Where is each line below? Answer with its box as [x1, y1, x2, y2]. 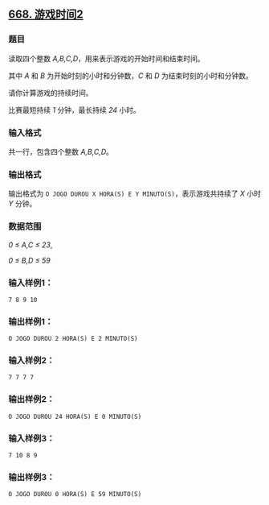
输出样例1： [8, 316, 54, 327]
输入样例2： [8, 355, 55, 366]
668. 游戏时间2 [8, 7, 84, 22]
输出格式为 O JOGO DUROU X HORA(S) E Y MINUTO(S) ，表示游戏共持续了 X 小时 [8, 188, 262, 199]
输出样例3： [8, 471, 55, 482]
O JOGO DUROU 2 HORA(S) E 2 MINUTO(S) [8, 335, 138, 343]
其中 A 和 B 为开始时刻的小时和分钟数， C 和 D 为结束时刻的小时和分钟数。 [8, 71, 253, 81]
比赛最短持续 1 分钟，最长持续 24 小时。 [8, 105, 141, 114]
